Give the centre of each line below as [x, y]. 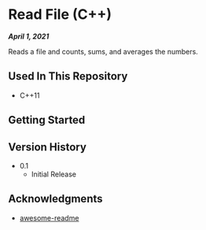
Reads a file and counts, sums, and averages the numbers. [103, 51]
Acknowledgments [56, 199]
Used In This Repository [68, 76]
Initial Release [54, 174]
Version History [47, 147]
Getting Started [47, 120]
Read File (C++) [60, 15]
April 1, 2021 [29, 36]
